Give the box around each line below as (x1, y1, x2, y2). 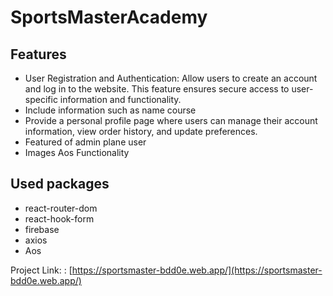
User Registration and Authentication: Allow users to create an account (24, 72, 318, 84)
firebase (24, 223, 60, 235)
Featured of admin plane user (24, 136, 147, 148)
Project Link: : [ (10, 264, 73, 276)
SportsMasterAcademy (10, 6, 208, 29)
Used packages (10, 176, 110, 193)
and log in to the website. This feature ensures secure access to (24, 83, 290, 95)
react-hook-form (24, 212, 95, 225)
